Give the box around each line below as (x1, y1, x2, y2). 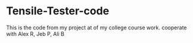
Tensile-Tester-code (6, 4, 110, 18)
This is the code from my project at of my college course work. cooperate (6, 24, 187, 31)
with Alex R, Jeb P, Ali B (6, 30, 64, 37)
